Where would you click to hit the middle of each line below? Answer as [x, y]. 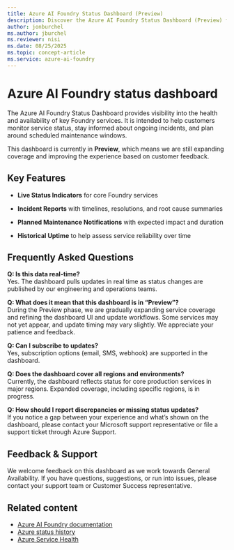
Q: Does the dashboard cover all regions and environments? [96, 374]
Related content [42, 508]
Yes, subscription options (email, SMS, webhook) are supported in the [108, 353]
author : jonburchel [36, 27]
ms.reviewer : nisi [34, 40]
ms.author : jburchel [37, 33]
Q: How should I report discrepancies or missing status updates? [103, 410]
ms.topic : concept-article [46, 53]
